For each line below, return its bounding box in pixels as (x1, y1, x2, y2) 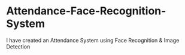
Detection (6, 43, 31, 50)
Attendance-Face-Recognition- (6, 4, 166, 18)
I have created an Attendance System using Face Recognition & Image (6, 36, 180, 44)
